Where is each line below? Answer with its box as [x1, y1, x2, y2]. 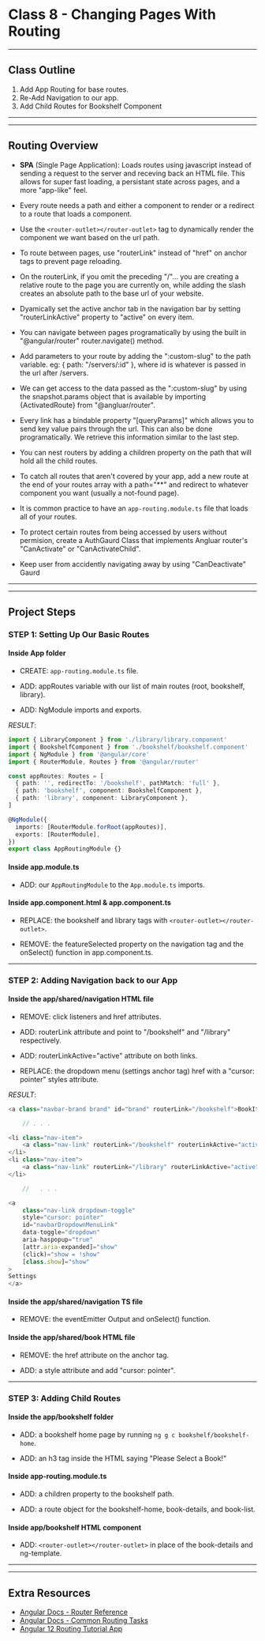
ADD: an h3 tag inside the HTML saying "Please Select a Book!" [19, 1453, 227, 1463]
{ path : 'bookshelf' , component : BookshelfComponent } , [15, 787, 203, 795]
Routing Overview [8, 139, 99, 153]
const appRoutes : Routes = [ [8, 772, 104, 780]
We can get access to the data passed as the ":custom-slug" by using [19, 383, 247, 393]
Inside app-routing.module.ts [8, 1472, 107, 1481]
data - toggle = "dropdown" [22, 1228, 101, 1236]
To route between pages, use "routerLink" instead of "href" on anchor [19, 247, 248, 258]
